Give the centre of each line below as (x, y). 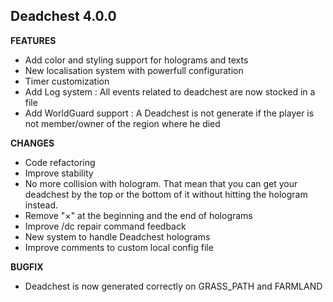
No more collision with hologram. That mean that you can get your (161, 183)
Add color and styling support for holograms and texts (136, 60)
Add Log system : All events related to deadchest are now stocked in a (170, 91)
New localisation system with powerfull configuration (134, 70)
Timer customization (67, 81)
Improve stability (59, 173)
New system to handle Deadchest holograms (117, 236)
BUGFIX (27, 266)
